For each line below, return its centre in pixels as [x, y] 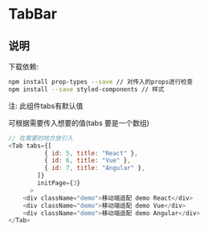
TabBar [33, 14]
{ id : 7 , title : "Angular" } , [95, 168]
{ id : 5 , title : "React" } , [91, 153]
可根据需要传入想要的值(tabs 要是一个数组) [79, 122]
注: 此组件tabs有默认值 [46, 106]
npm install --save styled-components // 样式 [86, 89]
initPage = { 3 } [59, 183]
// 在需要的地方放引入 [41, 138]
